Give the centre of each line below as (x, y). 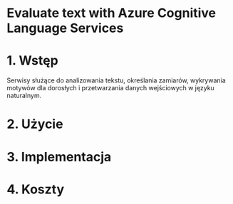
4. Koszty (36, 189)
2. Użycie (35, 124)
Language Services (65, 28)
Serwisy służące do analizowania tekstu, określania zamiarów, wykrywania (116, 80)
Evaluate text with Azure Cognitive (112, 13)
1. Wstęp (32, 61)
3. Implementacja (59, 157)
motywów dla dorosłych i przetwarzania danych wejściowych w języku (110, 88)
